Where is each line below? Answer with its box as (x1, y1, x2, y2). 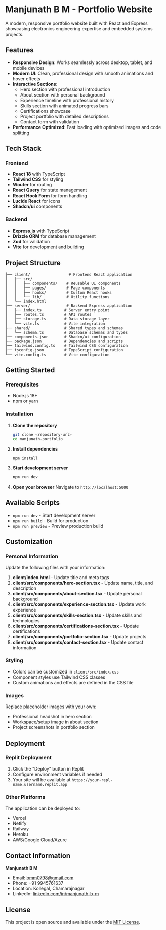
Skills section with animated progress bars (20, 103, 109, 109)
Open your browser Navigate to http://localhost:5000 (12, 484, 129, 490)
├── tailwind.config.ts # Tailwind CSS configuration (5, 343, 128, 348)
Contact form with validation (20, 118, 79, 125)
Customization (5, 537, 53, 547)
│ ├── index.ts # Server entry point (5, 307, 110, 313)
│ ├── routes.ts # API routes (5, 312, 92, 317)
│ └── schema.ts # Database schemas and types (5, 330, 128, 335)
